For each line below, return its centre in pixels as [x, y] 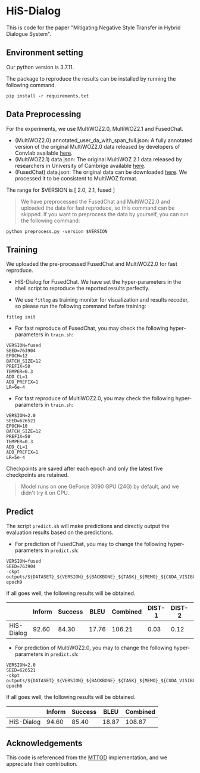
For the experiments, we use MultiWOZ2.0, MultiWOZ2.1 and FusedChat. [95, 128]
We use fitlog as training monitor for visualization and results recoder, [102, 300]
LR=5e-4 [16, 458]
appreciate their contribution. [42, 764]
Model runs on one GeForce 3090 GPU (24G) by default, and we [100, 487]
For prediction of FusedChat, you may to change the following [90, 544]
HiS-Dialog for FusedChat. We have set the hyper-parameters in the [98, 282]
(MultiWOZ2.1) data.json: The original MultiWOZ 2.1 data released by [98, 159]
